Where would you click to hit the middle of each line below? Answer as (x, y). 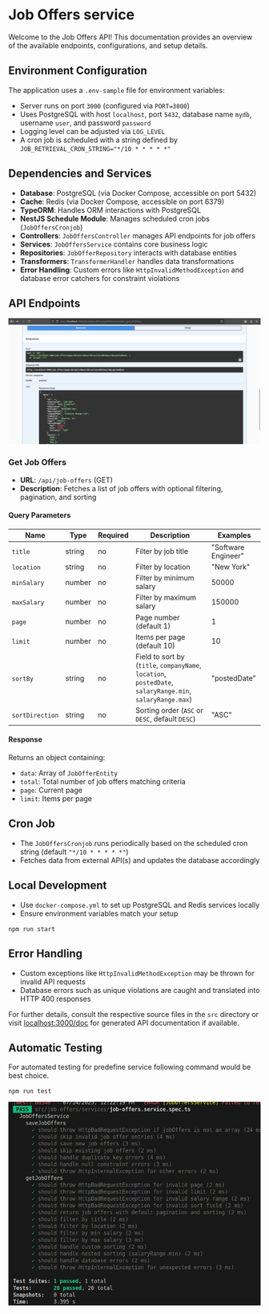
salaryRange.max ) (164, 699)
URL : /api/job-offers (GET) (66, 480)
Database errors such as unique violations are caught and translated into (140, 990)
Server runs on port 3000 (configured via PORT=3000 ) (105, 105)
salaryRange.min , (164, 691)
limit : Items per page (56, 799)
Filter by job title (162, 551)
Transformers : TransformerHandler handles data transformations (127, 261)
